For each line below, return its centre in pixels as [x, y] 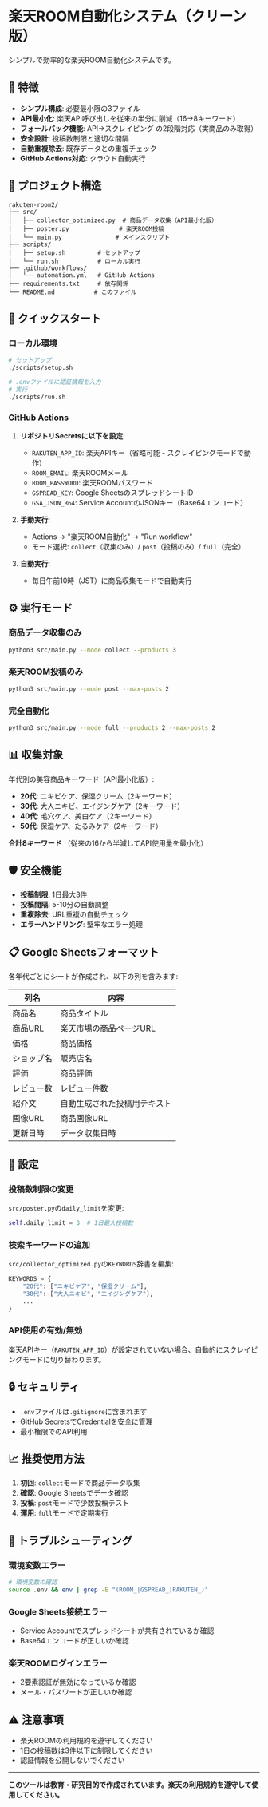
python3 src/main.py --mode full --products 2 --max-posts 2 [112, 727]
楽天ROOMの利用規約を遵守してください [87, 1741]
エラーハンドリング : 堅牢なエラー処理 [81, 925]
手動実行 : [35, 519]
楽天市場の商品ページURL [108, 1028]
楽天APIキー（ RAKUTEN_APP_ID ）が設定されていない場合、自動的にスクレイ [130, 1349]
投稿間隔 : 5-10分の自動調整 [64, 905]
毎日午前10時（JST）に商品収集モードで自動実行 [112, 581]
